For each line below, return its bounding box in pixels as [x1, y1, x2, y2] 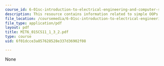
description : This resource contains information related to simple [5, 12, 147, 16]
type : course [5, 34, 32, 39]
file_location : [5, 16, 36, 21]
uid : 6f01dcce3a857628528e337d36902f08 [5, 39, 86, 44]
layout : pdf [5, 25, 29, 30]
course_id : [5, 7, 27, 12]
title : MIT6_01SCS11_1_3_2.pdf [5, 30, 69, 34]
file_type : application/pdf [5, 20, 62, 26]
